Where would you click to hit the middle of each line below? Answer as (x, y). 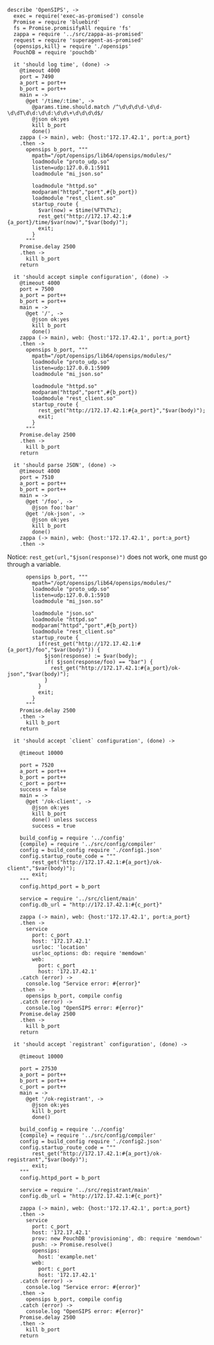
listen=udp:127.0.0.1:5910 (71, 595)
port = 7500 (37, 289)
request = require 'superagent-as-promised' (79, 40)
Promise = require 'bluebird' (57, 22)
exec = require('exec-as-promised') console (79, 16)
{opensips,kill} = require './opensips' (72, 46)
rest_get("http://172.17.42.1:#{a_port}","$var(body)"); (122, 411)
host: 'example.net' (68, 1257)
